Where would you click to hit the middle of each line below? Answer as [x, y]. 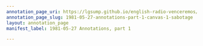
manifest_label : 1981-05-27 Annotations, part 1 [69, 28]
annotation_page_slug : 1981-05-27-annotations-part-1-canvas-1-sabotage [100, 17]
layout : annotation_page [37, 23]
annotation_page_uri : [34, 12]
